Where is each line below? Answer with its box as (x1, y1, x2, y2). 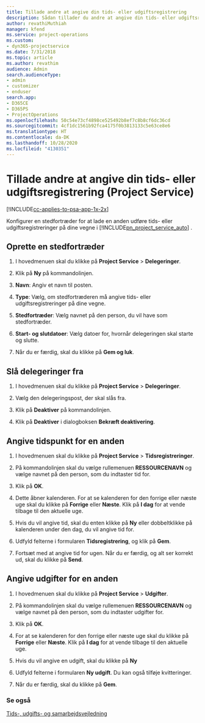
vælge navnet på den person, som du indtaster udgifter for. (15, 608, 164, 616)
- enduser (6, 89, 32, 95)
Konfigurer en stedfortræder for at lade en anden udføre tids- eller (6, 217, 173, 224)
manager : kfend (6, 26, 45, 32)
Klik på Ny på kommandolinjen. (15, 270, 94, 277)
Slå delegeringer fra (6, 366, 84, 377)
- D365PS (6, 105, 29, 112)
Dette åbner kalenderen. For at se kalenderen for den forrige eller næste (15, 494, 197, 501)
